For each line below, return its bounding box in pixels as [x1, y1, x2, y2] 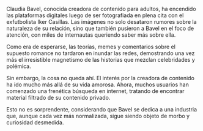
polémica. [6, 62, 32, 70]
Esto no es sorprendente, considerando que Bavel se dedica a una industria [6, 106, 197, 113]
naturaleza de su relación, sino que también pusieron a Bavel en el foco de [6, 24, 194, 32]
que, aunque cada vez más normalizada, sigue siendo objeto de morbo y [6, 113, 190, 119]
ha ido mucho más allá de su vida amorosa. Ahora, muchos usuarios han [6, 81, 190, 88]
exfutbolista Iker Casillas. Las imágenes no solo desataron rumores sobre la [6, 18, 197, 25]
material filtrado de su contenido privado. [6, 94, 111, 101]
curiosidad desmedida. [6, 119, 64, 126]
